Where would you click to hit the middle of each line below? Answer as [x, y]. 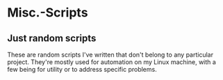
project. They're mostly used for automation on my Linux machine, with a [112, 62]
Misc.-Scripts [48, 13]
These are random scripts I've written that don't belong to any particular [110, 54]
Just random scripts [52, 38]
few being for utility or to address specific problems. [82, 69]
